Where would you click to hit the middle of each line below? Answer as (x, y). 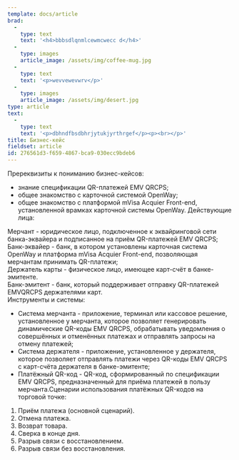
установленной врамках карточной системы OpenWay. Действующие (124, 210)
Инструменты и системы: (46, 300)
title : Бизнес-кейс (36, 140)
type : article (29, 107)
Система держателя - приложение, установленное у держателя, (117, 351)
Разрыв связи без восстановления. (72, 449)
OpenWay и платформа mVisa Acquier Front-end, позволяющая (103, 254)
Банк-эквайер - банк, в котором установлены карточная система (108, 246)
